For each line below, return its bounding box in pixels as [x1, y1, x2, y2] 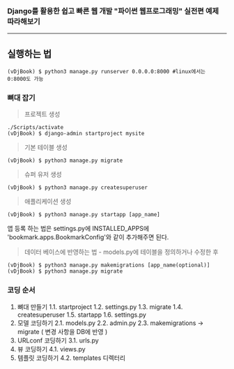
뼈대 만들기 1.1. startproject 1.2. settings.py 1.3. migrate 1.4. [17, 302, 183, 311]
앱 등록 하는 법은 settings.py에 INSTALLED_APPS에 [7, 225, 150, 233]
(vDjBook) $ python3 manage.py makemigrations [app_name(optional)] [7, 262, 210, 269]
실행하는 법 [7, 47, 52, 60]
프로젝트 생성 [24, 110, 61, 119]
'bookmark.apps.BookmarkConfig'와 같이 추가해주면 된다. [7, 233, 169, 241]
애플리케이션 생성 [24, 197, 72, 206]
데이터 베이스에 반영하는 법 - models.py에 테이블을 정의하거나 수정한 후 [24, 248, 219, 256]
